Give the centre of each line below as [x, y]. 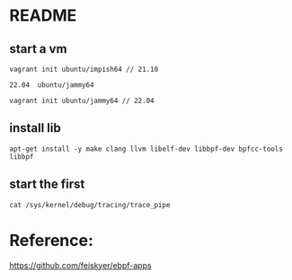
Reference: [52, 240]
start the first [47, 184]
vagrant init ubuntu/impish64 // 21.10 [84, 69]
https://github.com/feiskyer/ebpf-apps [80, 265]
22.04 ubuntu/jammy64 [52, 85]
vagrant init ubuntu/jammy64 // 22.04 [82, 101]
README [43, 16]
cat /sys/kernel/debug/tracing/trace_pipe [90, 205]
